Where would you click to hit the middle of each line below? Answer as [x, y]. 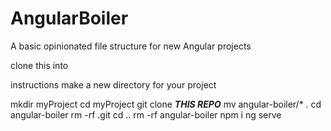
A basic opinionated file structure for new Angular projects [131, 46]
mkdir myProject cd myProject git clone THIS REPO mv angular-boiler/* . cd [166, 104]
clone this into [39, 65]
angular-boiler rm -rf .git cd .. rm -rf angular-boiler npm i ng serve [146, 114]
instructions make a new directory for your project [113, 84]
